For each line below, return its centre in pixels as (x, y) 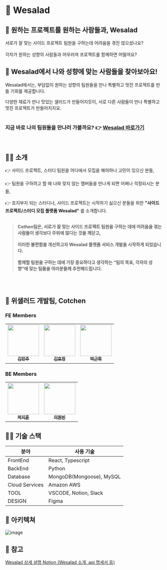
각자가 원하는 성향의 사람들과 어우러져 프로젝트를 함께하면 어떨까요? (71, 54)
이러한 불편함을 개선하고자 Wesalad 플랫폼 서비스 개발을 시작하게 (80, 244)
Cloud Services (26, 484)
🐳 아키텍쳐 (20, 520)
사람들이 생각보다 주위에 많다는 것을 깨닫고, (59, 233)
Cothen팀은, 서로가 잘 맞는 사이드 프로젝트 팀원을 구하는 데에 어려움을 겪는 (89, 226)
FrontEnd (18, 460)
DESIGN (17, 501)
